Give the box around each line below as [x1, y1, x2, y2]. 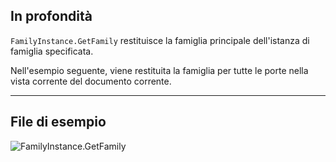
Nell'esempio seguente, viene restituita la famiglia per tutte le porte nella [10, 64, 309, 76]
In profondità [10, 8, 93, 25]
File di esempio [10, 114, 107, 131]
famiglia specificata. [10, 45, 94, 57]
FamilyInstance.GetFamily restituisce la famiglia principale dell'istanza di [10, 34, 310, 46]
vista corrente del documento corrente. [10, 75, 172, 87]
